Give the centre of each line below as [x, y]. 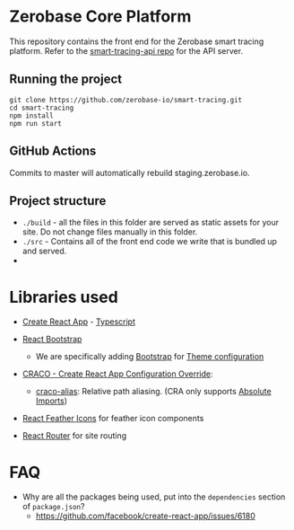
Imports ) [52, 401]
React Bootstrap [52, 340]
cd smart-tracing [42, 108]
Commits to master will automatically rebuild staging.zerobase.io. [130, 172]
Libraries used [64, 297]
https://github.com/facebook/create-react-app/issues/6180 [145, 516]
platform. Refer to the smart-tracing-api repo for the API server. [126, 50]
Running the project [66, 79]
